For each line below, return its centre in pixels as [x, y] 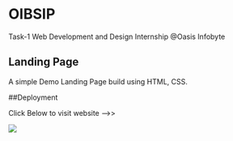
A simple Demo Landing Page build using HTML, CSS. [98, 81]
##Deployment [33, 97]
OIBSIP [32, 14]
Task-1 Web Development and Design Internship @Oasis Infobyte [117, 36]
